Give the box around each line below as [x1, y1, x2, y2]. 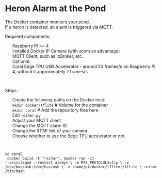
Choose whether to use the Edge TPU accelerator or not [12, 133, 125, 139]
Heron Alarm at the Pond [5, 3, 106, 14]
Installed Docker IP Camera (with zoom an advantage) [12, 48, 120, 54]
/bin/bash [5, 168, 25, 174]
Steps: [5, 87, 18, 93]
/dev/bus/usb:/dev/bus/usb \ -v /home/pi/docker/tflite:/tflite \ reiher [5, 164, 158, 169]
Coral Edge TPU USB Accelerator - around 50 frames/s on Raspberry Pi [12, 64, 156, 69]
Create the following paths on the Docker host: [12, 97, 106, 102]
